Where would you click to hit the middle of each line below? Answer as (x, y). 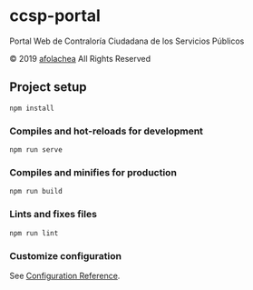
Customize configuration (66, 255)
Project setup (49, 87)
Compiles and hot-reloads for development (107, 131)
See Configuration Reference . (65, 275)
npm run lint (34, 233)
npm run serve (36, 150)
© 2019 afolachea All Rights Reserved (80, 58)
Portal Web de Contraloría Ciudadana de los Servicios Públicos (127, 41)
